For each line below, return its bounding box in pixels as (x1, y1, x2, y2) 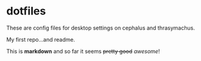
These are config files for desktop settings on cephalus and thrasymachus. (6, 24, 196, 31)
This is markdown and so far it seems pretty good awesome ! (6, 47, 160, 55)
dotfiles (6, 4, 46, 18)
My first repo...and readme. (6, 36, 75, 43)
